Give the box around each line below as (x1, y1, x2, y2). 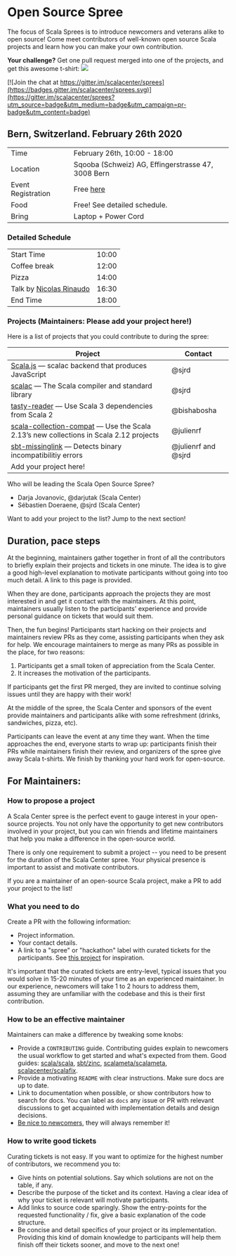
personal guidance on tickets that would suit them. (7, 612, 154, 620)
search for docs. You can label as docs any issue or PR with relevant (17, 1097, 214, 1105)
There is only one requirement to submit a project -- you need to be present (7, 848, 227, 856)
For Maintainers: (7, 775, 81, 787)
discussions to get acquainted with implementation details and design (17, 1104, 220, 1112)
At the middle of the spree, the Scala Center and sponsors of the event (7, 704, 212, 712)
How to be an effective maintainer (7, 1014, 125, 1024)
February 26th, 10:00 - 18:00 (73, 148, 173, 158)
